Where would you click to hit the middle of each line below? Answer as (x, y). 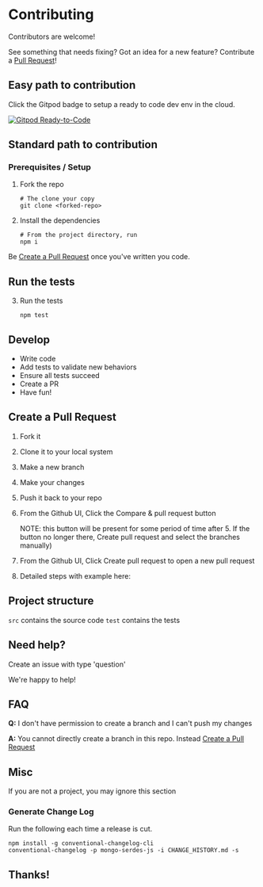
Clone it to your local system (66, 451)
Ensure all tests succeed (60, 376)
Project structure (51, 601)
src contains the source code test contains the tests (94, 620)
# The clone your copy (57, 199)
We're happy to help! (42, 679)
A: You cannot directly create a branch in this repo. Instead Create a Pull (126, 739)
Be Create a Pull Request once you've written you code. (99, 257)
